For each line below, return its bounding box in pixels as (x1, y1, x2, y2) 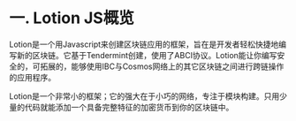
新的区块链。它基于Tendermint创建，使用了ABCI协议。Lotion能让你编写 (16, 49, 277, 60)
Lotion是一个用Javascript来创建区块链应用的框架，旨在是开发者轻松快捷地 (9, 39, 279, 49)
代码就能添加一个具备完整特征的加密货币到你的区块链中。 (24, 102, 234, 112)
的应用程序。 (9, 72, 56, 82)
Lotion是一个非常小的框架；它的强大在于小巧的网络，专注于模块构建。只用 (9, 90, 280, 102)
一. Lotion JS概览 (9, 8, 134, 28)
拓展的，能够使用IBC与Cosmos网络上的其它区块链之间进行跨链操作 (39, 61, 285, 72)
